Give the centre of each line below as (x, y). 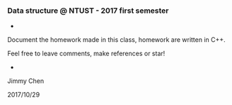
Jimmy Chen (26, 81)
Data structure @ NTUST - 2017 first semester (88, 11)
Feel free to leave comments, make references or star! (86, 54)
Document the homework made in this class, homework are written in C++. (117, 40)
